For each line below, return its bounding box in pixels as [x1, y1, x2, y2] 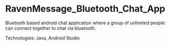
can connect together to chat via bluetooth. [5, 25, 96, 31]
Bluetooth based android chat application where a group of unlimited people [5, 20, 165, 26]
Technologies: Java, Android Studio [5, 35, 80, 41]
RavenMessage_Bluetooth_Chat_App [5, 3, 165, 15]
